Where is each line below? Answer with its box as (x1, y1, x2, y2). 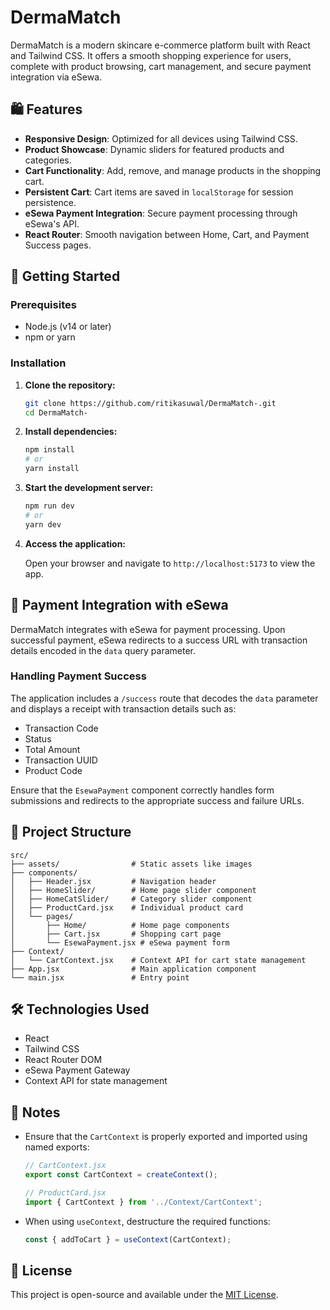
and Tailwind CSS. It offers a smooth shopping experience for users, (10, 49, 292, 61)
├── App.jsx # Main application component (10, 964, 257, 974)
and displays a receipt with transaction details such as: (10, 702, 237, 715)
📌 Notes (10, 1104, 61, 1121)
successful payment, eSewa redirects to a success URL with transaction (10, 634, 308, 646)
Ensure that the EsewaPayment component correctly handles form (10, 784, 275, 796)
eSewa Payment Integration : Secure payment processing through (24, 207, 298, 219)
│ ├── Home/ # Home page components (10, 920, 230, 930)
